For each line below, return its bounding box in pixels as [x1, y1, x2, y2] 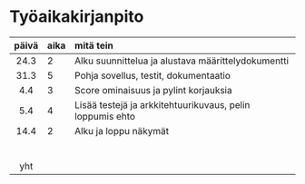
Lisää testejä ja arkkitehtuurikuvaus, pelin [74, 98, 251, 111]
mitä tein [74, 39, 113, 52]
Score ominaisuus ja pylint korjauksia [74, 83, 233, 96]
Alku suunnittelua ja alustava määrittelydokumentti [74, 54, 289, 67]
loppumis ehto [74, 110, 136, 122]
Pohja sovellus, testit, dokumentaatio [74, 69, 231, 82]
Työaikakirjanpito [9, 6, 144, 27]
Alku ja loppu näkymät [74, 124, 170, 137]
